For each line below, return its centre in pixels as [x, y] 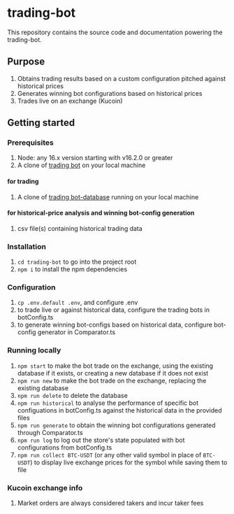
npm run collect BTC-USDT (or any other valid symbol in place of [109, 455]
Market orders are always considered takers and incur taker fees [110, 503]
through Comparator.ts [50, 432]
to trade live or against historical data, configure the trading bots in [113, 310]
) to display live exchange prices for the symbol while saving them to [129, 462]
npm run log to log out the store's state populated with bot [101, 440]
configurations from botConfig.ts [65, 447]
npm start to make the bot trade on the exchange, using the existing [115, 366]
